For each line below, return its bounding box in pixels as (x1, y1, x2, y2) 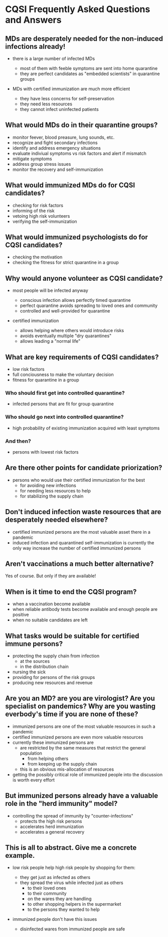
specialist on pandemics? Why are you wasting (5, 702, 156, 711)
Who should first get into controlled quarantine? (5, 389, 125, 396)
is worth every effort (12, 777, 55, 783)
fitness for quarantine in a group (12, 377, 79, 383)
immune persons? (5, 639, 63, 648)
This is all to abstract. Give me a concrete (5, 843, 137, 852)
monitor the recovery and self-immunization (12, 166, 104, 172)
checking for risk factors (12, 202, 64, 208)
